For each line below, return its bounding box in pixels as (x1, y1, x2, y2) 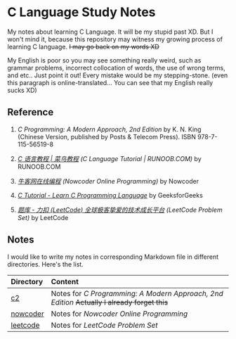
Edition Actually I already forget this (51, 297, 169, 307)
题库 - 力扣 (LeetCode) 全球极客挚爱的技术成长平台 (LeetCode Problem (17, 205, 223, 214)
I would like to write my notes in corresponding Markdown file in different (7, 252, 219, 261)
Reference (7, 106, 54, 118)
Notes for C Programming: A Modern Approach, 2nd (51, 288, 223, 298)
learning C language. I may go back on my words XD (7, 42, 159, 51)
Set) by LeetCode (17, 213, 69, 222)
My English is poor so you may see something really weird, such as (7, 56, 202, 64)
